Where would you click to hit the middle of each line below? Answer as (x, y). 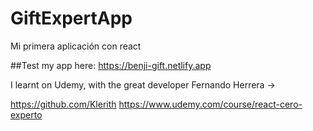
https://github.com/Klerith (63, 104)
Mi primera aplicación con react (76, 46)
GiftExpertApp (71, 18)
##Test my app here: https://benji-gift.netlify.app (111, 65)
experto (26, 114)
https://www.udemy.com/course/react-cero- (210, 104)
